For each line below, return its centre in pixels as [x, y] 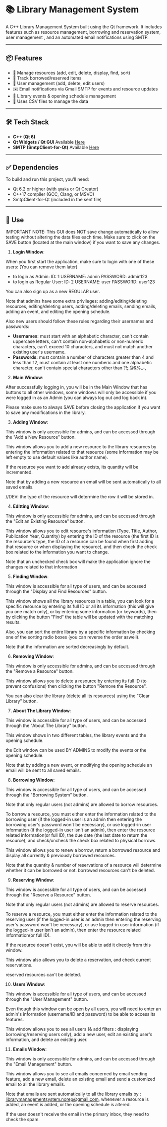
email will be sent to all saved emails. [43, 770]
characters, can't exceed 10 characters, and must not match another [83, 347]
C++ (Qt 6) [24, 137]
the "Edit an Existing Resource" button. [45, 521]
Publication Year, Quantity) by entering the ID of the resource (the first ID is [82, 536]
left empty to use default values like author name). [57, 457]
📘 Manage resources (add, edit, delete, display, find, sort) [72, 73]
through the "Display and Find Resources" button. [56, 591]
